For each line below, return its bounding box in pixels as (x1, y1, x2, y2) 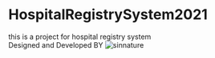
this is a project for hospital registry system (8, 32, 152, 41)
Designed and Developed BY (8, 40, 103, 49)
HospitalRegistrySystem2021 (8, 6, 209, 24)
